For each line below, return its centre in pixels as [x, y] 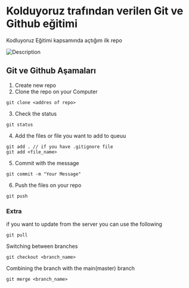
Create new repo [35, 85]
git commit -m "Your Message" [44, 174]
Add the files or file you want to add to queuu [70, 135]
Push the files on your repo [48, 185]
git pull [17, 235]
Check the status [36, 113]
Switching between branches [42, 246]
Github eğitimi [42, 24]
